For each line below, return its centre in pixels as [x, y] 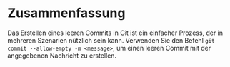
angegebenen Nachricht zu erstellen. [62, 56]
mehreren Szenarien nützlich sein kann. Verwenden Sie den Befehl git [111, 40]
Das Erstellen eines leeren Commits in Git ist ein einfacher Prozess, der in [115, 33]
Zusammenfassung [66, 13]
